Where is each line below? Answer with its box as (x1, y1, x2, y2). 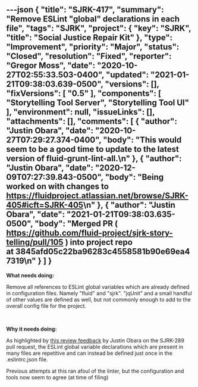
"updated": (106, 70, 149, 80)
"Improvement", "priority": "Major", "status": (6, 42, 180, 52)
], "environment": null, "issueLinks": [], (6, 107, 155, 117)
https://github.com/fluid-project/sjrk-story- (6, 228, 174, 238)
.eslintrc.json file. (6, 355, 48, 363)
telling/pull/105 (6, 238, 64, 248)
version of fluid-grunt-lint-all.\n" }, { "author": (6, 154, 183, 164)
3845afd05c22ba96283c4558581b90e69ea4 (15, 246, 190, 257)
